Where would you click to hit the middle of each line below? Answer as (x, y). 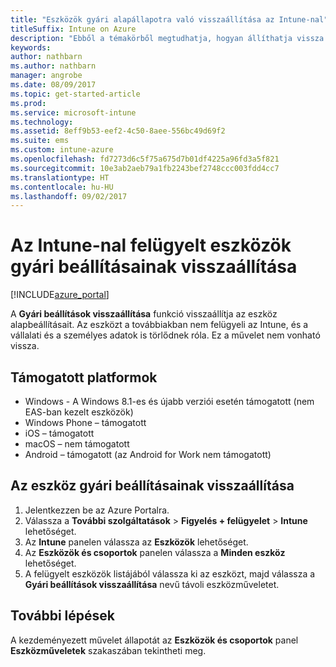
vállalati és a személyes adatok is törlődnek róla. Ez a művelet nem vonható (165, 335)
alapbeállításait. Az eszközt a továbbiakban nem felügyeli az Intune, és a (159, 325)
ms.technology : (42, 122)
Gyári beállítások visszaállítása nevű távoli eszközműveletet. (152, 584)
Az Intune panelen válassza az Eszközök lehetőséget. (136, 542)
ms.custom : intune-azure (62, 150)
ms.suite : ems (40, 141)
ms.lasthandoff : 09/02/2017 (69, 196)
